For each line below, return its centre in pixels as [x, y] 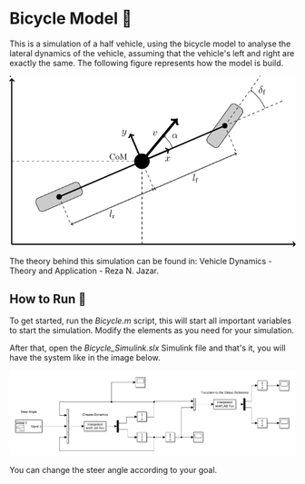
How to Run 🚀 [48, 299]
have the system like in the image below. [85, 358]
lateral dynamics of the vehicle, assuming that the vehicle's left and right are [152, 53]
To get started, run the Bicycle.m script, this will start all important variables [151, 321]
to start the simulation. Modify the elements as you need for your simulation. [152, 331]
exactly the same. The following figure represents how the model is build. [147, 63]
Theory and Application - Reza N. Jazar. [84, 271]
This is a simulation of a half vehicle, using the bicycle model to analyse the [150, 44]
